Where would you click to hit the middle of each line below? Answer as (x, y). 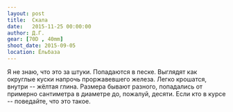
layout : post (26, 13)
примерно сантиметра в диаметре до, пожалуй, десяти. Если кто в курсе (116, 93)
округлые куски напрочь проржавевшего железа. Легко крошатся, (107, 79)
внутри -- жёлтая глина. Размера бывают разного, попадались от (105, 86)
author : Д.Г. (26, 33)
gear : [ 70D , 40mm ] (35, 39)
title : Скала (28, 20)
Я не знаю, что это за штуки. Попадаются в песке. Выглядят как (102, 72)
